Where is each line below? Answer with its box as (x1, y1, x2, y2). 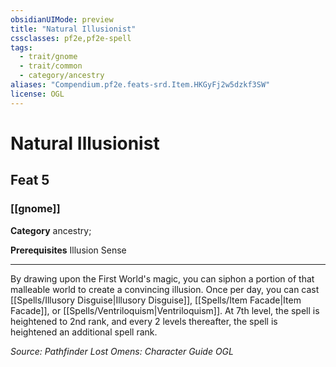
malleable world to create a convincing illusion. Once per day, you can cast (10, 283, 320, 295)
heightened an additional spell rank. (10, 326, 158, 338)
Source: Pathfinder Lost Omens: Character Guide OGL (10, 345, 234, 357)
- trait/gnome (19, 52, 78, 62)
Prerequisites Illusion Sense (10, 244, 127, 256)
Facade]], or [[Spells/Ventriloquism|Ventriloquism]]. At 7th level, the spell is (10, 304, 320, 316)
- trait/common (19, 61, 83, 71)
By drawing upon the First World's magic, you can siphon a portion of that (10, 272, 315, 285)
